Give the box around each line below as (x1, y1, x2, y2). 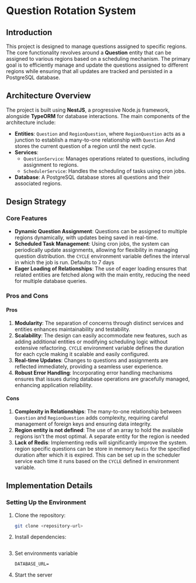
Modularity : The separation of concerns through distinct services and (14, 319, 184, 326)
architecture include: (6, 119, 56, 126)
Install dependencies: (14, 533, 67, 540)
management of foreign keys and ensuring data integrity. (14, 420, 152, 427)
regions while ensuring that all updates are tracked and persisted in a (6, 68, 173, 74)
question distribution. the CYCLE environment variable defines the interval (14, 253, 190, 260)
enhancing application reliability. (14, 381, 92, 388)
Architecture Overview (6, 91, 91, 101)
